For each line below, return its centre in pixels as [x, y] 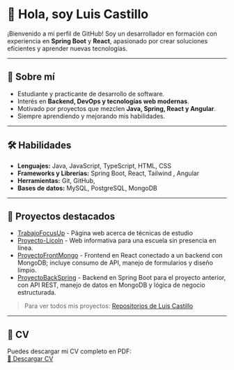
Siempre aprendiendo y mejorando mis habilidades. [91, 116]
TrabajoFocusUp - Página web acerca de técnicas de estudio [105, 233]
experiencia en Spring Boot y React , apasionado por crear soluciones [108, 40]
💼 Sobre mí [31, 77]
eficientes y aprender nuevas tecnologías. [67, 48]
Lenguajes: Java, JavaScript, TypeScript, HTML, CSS [94, 165]
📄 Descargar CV [30, 359]
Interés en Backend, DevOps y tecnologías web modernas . [103, 101]
